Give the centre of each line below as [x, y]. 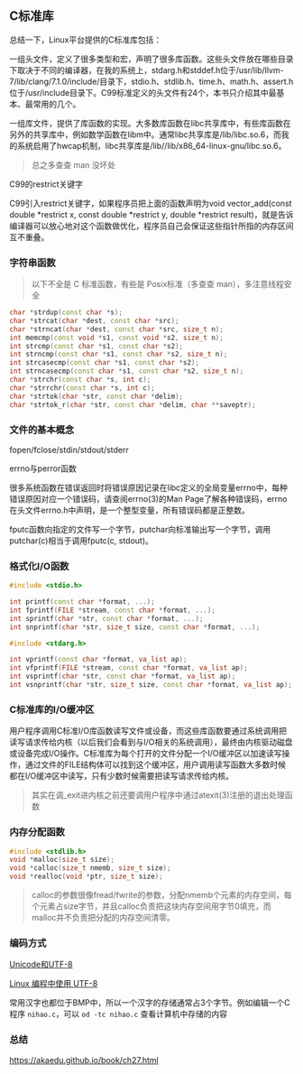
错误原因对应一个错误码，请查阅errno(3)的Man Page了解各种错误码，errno [148, 498]
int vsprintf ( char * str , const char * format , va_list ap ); [123, 676]
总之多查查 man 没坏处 [73, 164]
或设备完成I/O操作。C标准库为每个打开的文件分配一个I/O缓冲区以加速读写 [146, 754]
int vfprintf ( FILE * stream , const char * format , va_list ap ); [129, 668]
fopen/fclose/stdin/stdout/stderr [69, 449]
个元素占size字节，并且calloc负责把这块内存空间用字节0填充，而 [151, 906]
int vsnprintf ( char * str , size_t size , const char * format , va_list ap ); [151, 685]
